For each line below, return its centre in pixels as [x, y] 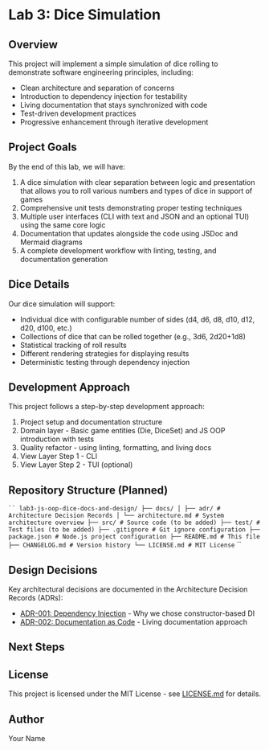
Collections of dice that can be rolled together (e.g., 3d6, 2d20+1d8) [133, 336]
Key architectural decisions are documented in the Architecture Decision [128, 589]
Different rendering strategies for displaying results [104, 353]
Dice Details [39, 284]
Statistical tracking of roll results [73, 345]
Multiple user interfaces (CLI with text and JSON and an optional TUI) [134, 216]
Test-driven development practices [78, 113]
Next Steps [37, 648]
